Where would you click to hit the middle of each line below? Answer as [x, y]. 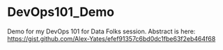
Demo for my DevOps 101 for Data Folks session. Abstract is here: [101, 31]
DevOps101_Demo [61, 12]
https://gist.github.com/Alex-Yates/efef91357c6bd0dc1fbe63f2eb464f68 [111, 38]
